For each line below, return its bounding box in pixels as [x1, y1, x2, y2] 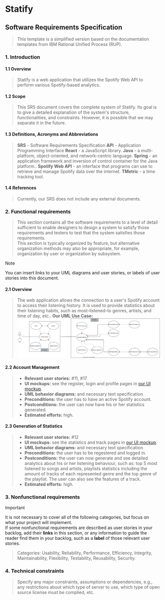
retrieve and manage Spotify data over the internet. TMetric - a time [17, 168, 156, 174]
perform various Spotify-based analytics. [17, 82, 101, 88]
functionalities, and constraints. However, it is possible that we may [17, 115, 154, 121]
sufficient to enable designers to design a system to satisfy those [17, 225, 149, 231]
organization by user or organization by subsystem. [17, 251, 121, 257]
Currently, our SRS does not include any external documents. [17, 196, 141, 201]
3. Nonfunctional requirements [5, 494, 80, 500]
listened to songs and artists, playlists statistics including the [24, 466, 147, 471]
